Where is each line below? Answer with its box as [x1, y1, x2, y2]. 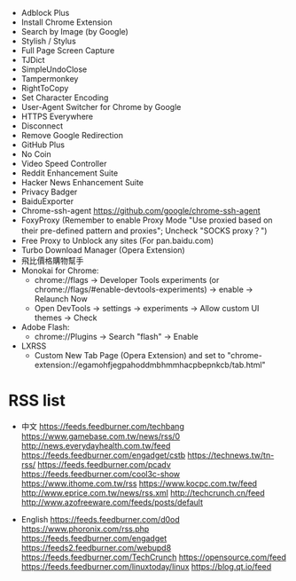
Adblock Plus [20, 8, 70, 18]
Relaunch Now [34, 294, 88, 304]
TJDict [20, 55, 45, 65]
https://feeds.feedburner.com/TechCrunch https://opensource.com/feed [20, 552, 287, 562]
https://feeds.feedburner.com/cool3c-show [20, 468, 181, 479]
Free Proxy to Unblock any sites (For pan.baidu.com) [20, 235, 214, 246]
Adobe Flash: [20, 322, 70, 332]
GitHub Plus [20, 139, 66, 150]
